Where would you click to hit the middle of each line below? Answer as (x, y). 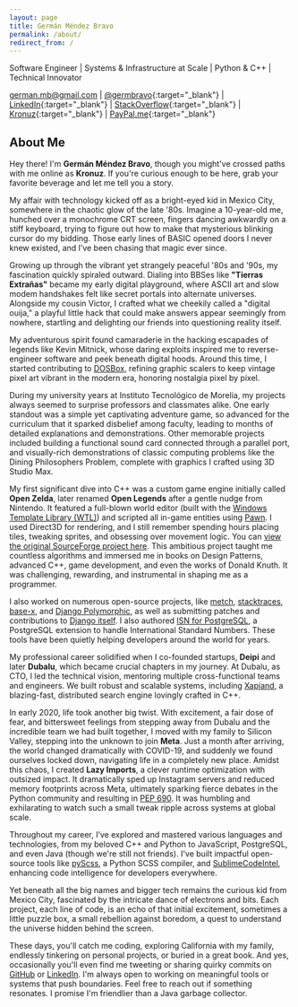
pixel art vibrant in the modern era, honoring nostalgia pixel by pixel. (135, 378)
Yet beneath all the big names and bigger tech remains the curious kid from (148, 890)
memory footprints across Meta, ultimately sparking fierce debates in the (144, 789)
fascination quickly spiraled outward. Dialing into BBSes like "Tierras (136, 275)
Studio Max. (31, 472)
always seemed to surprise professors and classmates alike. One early (140, 405)
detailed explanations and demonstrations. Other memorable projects (137, 434)
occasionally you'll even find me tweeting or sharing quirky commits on (140, 965)
